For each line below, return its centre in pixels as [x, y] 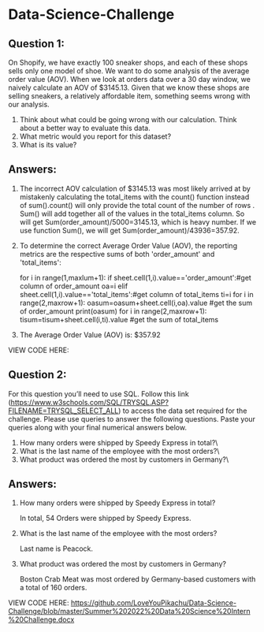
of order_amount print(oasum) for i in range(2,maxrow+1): [113, 311]
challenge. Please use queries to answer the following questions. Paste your [132, 418]
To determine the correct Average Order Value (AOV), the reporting [128, 245]
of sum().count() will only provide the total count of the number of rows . [137, 205]
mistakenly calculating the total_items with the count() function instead [134, 197]
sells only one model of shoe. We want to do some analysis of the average [129, 71]
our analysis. [29, 104]
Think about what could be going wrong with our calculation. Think [128, 119]
